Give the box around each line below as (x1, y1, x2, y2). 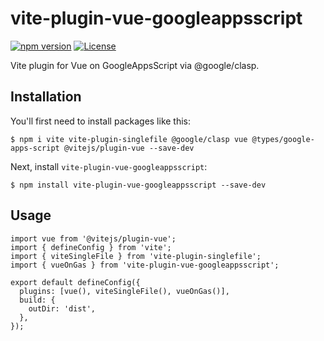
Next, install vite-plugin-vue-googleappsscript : (10, 160, 208, 172)
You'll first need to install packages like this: (10, 115, 192, 127)
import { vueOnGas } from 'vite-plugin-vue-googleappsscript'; (10, 260, 280, 270)
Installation (10, 88, 82, 106)
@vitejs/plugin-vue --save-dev (63, 143, 195, 153)
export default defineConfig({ (10, 277, 141, 287)
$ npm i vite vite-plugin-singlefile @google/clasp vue (10, 134, 248, 144)
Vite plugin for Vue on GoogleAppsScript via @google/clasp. (10, 59, 260, 71)
